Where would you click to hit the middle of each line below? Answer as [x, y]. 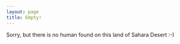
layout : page [23, 12]
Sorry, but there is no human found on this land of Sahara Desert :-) [90, 34]
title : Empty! [24, 17]
